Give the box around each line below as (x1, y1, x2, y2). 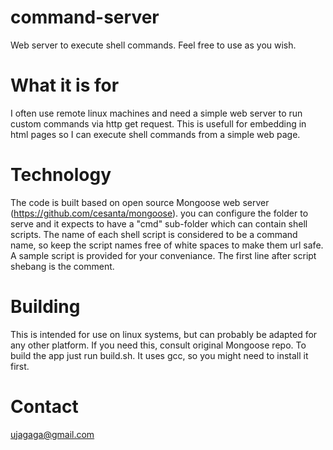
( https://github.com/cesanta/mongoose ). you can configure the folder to (10, 207, 309, 219)
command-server (10, 6, 160, 29)
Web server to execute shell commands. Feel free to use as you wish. (10, 39, 297, 51)
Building (10, 296, 81, 318)
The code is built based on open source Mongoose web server (10, 196, 270, 208)
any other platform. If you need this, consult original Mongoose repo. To (10, 339, 307, 351)
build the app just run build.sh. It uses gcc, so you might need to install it (10, 349, 309, 361)
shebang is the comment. (10, 260, 115, 272)
